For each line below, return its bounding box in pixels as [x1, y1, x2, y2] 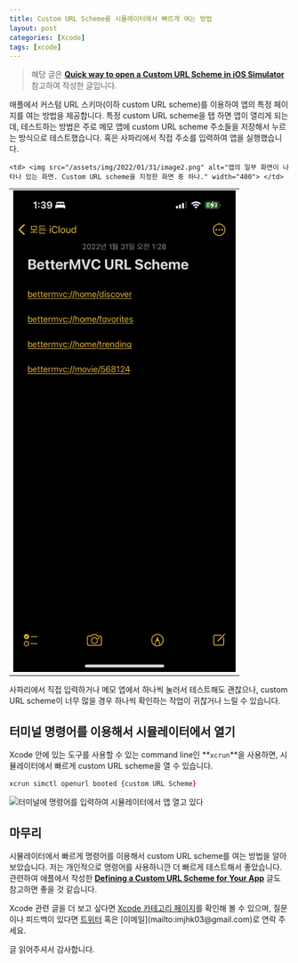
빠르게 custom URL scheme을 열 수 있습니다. [54, 761, 213, 772]
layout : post [9, 23, 58, 33]
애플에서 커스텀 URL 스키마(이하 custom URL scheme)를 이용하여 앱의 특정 [9, 99, 272, 110]
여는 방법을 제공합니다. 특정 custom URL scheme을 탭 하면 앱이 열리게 [25, 110, 272, 121]
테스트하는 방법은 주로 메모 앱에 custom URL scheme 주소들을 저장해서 [20, 121, 270, 133]
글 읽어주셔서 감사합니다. [9, 943, 95, 954]
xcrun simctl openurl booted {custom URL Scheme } [9, 780, 197, 789]
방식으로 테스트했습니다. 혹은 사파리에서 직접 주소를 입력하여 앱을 [18, 133, 245, 143]
